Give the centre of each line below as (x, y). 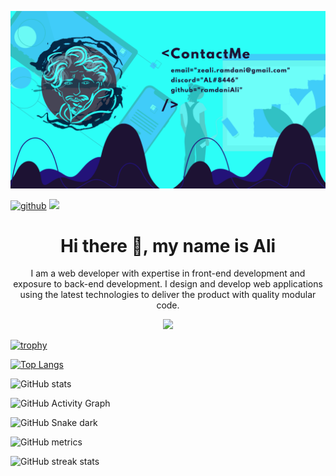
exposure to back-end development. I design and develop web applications (168, 284)
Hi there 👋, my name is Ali (168, 245)
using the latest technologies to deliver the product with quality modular (168, 295)
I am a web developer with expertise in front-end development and (168, 273)
